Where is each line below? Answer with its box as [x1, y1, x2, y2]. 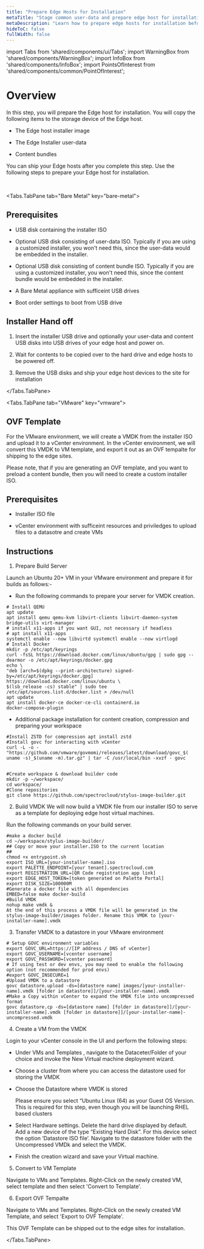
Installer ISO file [15, 511, 55, 518]
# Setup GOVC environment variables [6, 941, 99, 947]
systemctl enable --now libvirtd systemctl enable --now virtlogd [6, 636, 178, 642]
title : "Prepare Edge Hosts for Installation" [6, 9, 126, 15]
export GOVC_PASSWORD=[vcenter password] [6, 956, 113, 962]
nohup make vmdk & [6, 902, 53, 908]
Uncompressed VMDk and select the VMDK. [15, 1141, 126, 1148]
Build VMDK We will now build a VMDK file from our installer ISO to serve [15, 803, 198, 811]
